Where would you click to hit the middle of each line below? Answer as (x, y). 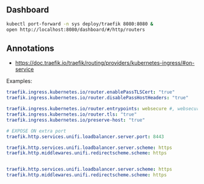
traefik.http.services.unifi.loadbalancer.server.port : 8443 (85, 136)
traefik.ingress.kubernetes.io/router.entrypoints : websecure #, (90, 109)
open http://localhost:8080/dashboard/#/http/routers (76, 30)
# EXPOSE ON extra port (36, 131)
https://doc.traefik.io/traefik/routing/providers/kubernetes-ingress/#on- (105, 63)
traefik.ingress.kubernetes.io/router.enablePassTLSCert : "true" (90, 92)
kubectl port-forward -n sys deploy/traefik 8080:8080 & (80, 24)
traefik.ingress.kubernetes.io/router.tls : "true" (72, 114)
